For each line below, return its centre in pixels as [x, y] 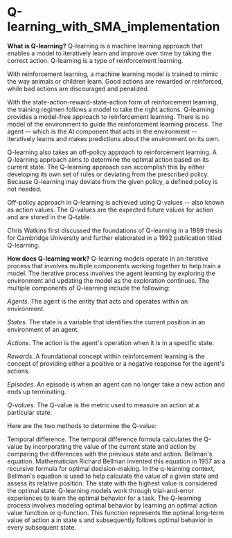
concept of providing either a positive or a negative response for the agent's [116, 363]
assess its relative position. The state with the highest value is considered [112, 483]
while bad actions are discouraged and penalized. [78, 89]
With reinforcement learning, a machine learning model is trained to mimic [113, 74]
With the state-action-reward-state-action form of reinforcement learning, [113, 102]
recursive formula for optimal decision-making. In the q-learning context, [111, 468]
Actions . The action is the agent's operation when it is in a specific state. [111, 342]
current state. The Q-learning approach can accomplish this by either [106, 167]
